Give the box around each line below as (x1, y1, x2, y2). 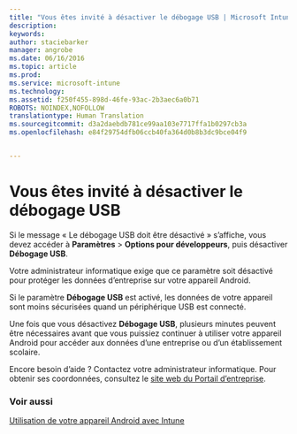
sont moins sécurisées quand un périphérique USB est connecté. (9, 301, 247, 312)
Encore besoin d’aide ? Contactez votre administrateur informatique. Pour (9, 363, 277, 374)
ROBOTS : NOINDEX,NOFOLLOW (9, 103, 104, 112)
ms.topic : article (9, 63, 77, 72)
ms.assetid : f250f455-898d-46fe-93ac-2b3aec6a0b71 (9, 95, 200, 104)
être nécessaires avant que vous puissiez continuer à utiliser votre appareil (9, 328, 282, 339)
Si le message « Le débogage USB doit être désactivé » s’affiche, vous (9, 229, 267, 240)
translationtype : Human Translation (9, 111, 144, 120)
